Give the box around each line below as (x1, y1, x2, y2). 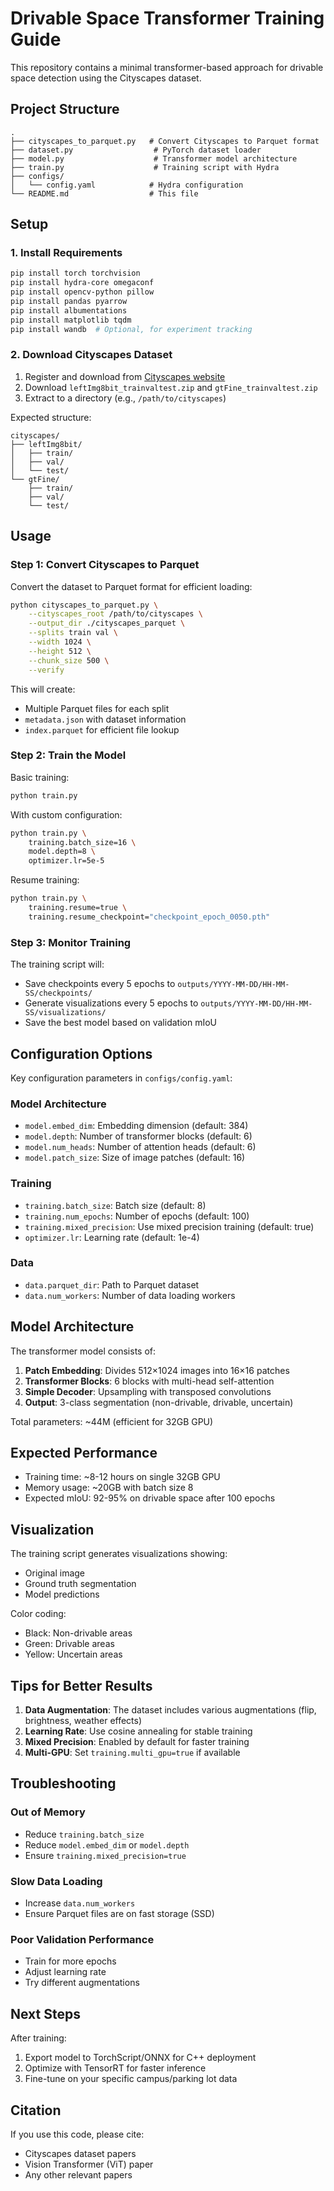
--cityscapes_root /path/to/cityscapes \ (28, 609, 203, 619)
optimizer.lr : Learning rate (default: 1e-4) (24, 1231, 200, 1243)
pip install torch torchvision (10, 268, 141, 279)
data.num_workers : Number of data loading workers (24, 1289, 236, 1301)
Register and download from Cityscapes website (24, 370, 226, 382)
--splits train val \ (28, 628, 118, 638)
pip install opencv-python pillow (10, 287, 155, 297)
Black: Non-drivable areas (24, 1627, 133, 1639)
